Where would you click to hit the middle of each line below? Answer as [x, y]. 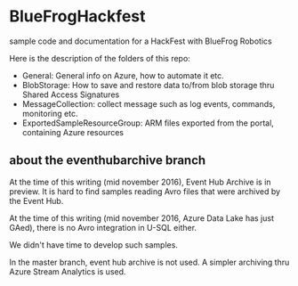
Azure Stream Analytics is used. [68, 271]
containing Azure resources [73, 132]
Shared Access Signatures [71, 94]
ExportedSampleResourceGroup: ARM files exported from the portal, [148, 123]
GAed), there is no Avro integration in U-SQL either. [103, 227]
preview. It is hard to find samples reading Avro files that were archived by [145, 191]
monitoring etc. [50, 113]
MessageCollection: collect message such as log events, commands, [149, 103]
